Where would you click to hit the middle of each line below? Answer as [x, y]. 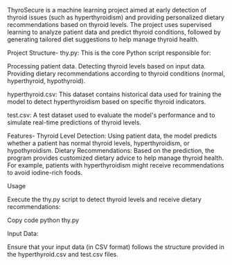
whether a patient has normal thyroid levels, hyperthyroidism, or [98, 143]
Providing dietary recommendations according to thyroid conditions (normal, [116, 73]
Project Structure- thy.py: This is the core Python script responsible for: [109, 53]
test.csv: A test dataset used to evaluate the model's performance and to [111, 115]
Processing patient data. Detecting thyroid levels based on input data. [107, 66]
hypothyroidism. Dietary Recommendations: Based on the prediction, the [111, 150]
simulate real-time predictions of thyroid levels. [74, 122]
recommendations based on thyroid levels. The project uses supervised [109, 25]
